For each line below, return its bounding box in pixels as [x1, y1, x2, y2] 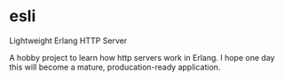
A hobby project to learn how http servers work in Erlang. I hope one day [9, 52, 275, 63]
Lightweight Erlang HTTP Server [9, 35, 128, 46]
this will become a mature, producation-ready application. [9, 62, 221, 72]
